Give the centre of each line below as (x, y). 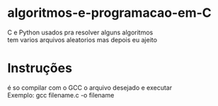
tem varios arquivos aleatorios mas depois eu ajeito (82, 39)
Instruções (40, 68)
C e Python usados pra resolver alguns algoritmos (80, 32)
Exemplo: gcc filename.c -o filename (61, 95)
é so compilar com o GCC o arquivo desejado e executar (90, 87)
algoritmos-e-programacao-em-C (109, 13)
